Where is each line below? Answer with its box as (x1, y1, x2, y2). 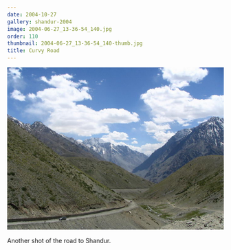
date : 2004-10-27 (7, 11, 57, 18)
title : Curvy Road (7, 47, 60, 54)
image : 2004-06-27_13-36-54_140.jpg (7, 25, 112, 32)
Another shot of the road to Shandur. (7, 237, 111, 245)
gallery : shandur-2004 (7, 18, 72, 25)
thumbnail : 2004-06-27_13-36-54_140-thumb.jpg (7, 40, 143, 47)
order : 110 (7, 33, 38, 40)
